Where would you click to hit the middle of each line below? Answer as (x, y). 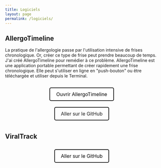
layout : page (18, 14)
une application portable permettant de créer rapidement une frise (72, 66)
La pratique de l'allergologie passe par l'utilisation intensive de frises (74, 50)
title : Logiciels (23, 9)
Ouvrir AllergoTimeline (82, 94)
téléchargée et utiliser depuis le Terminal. (46, 76)
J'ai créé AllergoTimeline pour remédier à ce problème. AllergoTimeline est (80, 60)
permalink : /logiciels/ (29, 19)
